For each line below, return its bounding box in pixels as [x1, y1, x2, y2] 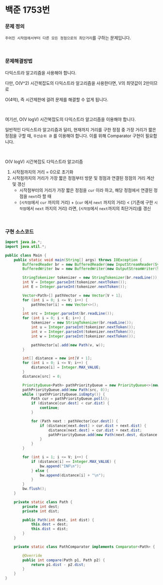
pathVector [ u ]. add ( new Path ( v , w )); [31, 343, 105, 347]
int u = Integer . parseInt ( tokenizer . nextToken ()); [31, 325, 136, 330]
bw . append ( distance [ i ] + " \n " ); [39, 473, 105, 477]
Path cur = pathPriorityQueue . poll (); [31, 396, 110, 402]
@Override [22, 553, 42, 558]
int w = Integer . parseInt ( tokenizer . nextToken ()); [31, 334, 136, 339]
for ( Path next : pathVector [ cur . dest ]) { [31, 419, 118, 423]
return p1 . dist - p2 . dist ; [31, 562, 86, 567]
